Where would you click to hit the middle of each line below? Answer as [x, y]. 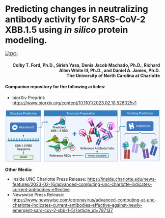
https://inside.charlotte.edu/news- [122, 179]
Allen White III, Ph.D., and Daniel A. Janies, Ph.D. [109, 70]
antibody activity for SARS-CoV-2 [75, 19]
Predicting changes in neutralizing [77, 9]
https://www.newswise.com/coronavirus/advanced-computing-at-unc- [84, 200]
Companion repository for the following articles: [55, 87]
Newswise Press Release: [38, 194]
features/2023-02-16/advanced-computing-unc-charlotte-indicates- [82, 184]
